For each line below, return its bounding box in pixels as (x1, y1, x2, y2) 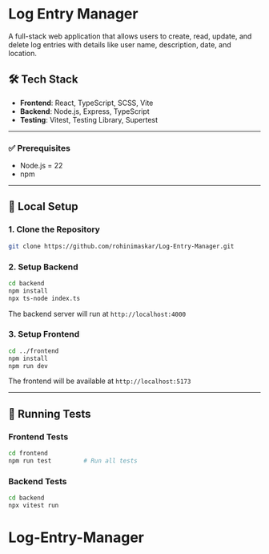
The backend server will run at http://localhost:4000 (8, 309, 187, 318)
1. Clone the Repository (8, 224, 100, 235)
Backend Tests (8, 475, 67, 487)
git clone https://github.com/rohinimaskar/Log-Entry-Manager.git (8, 242, 235, 250)
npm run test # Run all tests (8, 457, 138, 465)
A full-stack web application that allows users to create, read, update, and (8, 31, 252, 41)
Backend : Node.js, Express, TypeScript (19, 106, 150, 116)
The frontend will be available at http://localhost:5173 (8, 376, 191, 386)
